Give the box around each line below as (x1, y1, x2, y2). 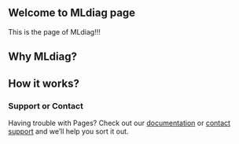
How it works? (8, 76, 80, 90)
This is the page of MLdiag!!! (8, 27, 101, 36)
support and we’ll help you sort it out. (8, 126, 129, 136)
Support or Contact (8, 100, 84, 111)
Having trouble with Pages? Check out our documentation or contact (8, 118, 230, 127)
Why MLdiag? (8, 50, 77, 64)
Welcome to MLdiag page (8, 6, 136, 20)
